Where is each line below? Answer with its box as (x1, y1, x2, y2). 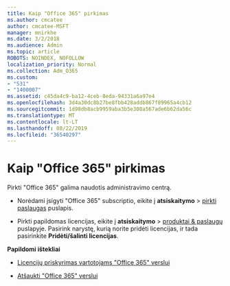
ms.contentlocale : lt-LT (7, 118, 78, 126)
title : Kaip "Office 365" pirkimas (7, 10, 109, 17)
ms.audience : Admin (7, 42, 63, 49)
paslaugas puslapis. (16, 204, 73, 213)
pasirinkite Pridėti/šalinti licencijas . (16, 232, 119, 240)
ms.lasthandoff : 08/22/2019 (7, 125, 88, 132)
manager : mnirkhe (7, 29, 57, 36)
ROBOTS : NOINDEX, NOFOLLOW (7, 55, 84, 62)
